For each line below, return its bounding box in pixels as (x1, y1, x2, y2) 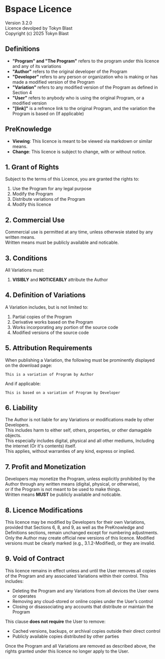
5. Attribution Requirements (5, 344, 92, 352)
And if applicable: (5, 381, 41, 386)
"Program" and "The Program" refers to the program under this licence (12, 58, 160, 64)
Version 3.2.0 (5, 20, 33, 26)
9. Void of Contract (5, 554, 65, 563)
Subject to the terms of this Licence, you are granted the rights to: (5, 176, 139, 182)
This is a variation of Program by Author (5, 372, 94, 377)
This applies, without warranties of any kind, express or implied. (5, 448, 135, 454)
